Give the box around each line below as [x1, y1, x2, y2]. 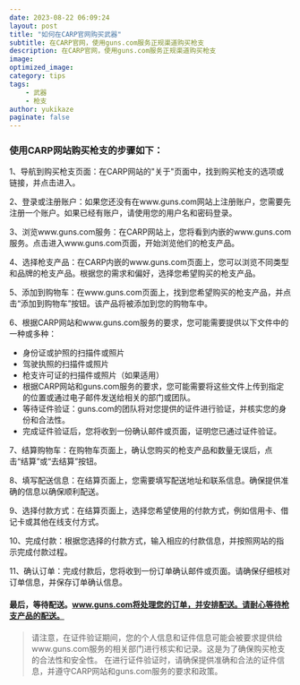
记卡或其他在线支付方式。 [9, 517, 104, 527]
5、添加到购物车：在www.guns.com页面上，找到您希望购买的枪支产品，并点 [9, 287, 291, 298]
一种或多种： [9, 329, 56, 339]
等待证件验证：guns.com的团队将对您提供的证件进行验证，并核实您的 [21, 404, 279, 415]
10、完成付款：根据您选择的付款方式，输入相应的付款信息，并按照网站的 [9, 535, 277, 546]
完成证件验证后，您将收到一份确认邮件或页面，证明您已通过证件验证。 [21, 426, 282, 437]
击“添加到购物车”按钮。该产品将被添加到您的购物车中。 [9, 298, 213, 309]
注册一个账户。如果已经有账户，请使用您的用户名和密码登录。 [9, 208, 237, 218]
